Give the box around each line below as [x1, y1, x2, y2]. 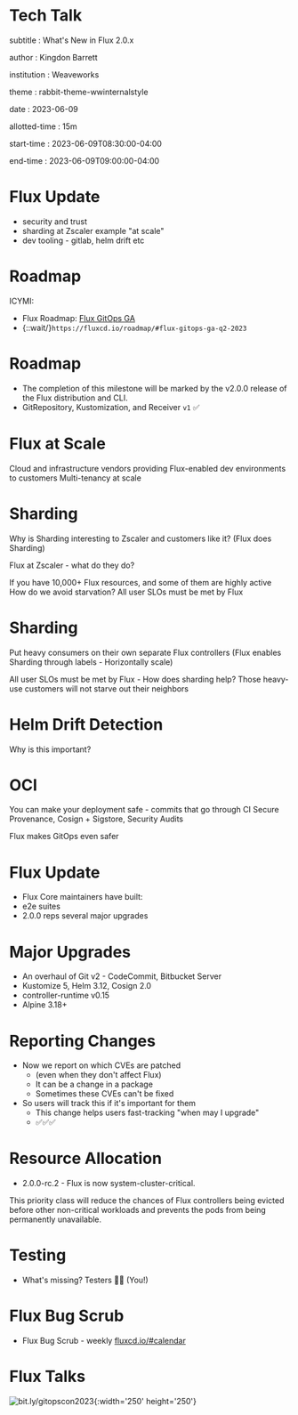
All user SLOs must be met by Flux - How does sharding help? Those [9, 674, 262, 684]
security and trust [21, 215, 87, 227]
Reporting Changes [9, 1031, 156, 1051]
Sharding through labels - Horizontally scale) [9, 656, 173, 667]
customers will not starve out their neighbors [24, 683, 189, 694]
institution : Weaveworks [9, 69, 100, 80]
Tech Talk [9, 5, 83, 26]
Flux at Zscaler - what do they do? [9, 560, 135, 570]
